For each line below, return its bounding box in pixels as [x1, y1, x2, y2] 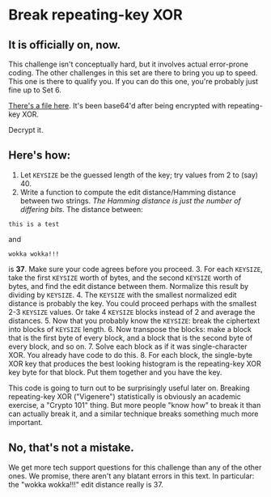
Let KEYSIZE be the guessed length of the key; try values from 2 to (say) [19, 170, 259, 180]
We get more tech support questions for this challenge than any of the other [8, 462, 262, 472]
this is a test [8, 220, 60, 228]
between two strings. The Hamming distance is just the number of [19, 196, 241, 206]
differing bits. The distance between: [19, 204, 143, 214]
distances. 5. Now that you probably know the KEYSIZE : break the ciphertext [8, 316, 260, 325]
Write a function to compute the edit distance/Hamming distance [19, 187, 236, 197]
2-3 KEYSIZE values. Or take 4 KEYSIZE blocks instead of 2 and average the [8, 307, 256, 316]
